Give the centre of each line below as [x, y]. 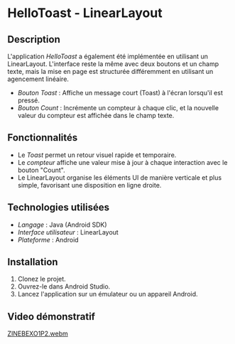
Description [34, 39]
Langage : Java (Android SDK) [62, 225]
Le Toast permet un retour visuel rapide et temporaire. [97, 155]
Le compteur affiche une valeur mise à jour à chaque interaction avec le [122, 162]
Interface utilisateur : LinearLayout [68, 232]
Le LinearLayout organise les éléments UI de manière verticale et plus [120, 177]
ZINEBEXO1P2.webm [38, 334]
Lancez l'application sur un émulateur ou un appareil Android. [108, 294]
